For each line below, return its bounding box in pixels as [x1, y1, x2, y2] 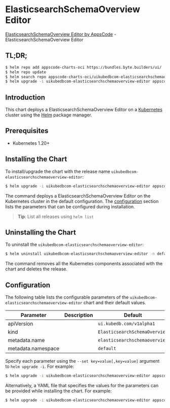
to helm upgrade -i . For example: [5, 363, 74, 369]
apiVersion [8, 320, 33, 327]
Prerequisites [5, 127, 49, 135]
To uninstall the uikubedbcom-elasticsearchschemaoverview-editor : [5, 241, 144, 247]
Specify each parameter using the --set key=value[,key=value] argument [5, 358, 160, 364]
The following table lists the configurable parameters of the [5, 294, 129, 300]
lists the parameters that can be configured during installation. [5, 203, 135, 209]
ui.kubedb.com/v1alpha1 [98, 321, 155, 327]
